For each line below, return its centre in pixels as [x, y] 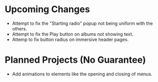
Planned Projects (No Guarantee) [75, 60]
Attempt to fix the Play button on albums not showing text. [73, 34]
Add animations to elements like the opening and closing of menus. [82, 74]
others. [19, 28]
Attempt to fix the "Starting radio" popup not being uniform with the [82, 23]
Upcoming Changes [47, 9]
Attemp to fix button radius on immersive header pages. [70, 39]
